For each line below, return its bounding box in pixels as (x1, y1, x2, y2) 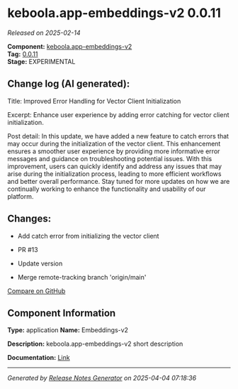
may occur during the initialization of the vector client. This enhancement (7, 139, 221, 148)
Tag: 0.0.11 (7, 50, 38, 58)
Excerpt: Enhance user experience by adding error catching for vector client (7, 110, 229, 119)
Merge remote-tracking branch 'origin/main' (17, 273, 147, 281)
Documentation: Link (7, 354, 70, 362)
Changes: (7, 213, 52, 225)
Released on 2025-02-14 (7, 28, 81, 37)
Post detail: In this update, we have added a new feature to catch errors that (7, 131, 229, 140)
